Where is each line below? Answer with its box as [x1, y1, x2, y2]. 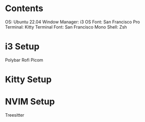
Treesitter [5, 112, 24, 118]
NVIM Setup [5, 96, 55, 107]
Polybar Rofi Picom [5, 57, 44, 63]
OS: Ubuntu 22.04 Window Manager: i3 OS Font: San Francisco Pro [5, 19, 140, 25]
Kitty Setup [5, 74, 52, 85]
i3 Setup [5, 41, 40, 52]
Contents [5, 3, 44, 14]
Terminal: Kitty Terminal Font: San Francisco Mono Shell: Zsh [5, 24, 127, 30]
